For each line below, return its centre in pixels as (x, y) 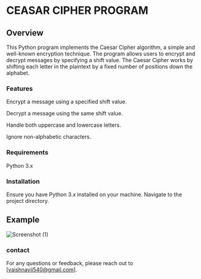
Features (20, 88)
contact (18, 250)
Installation (23, 181)
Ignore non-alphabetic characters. (49, 137)
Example (23, 220)
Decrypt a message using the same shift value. (65, 114)
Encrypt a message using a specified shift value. (66, 102)
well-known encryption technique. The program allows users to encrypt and (101, 54)
